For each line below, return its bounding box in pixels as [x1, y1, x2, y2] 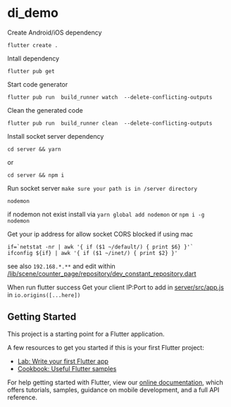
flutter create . [7, 42, 58, 49]
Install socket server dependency [7, 132, 104, 140]
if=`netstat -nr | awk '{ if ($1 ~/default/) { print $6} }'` [7, 243, 194, 251]
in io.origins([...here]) [7, 290, 81, 299]
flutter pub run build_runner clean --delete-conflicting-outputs [7, 120, 213, 127]
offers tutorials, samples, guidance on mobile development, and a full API [7, 385, 220, 394]
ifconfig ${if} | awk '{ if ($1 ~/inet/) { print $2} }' [7, 249, 178, 256]
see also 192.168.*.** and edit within [7, 262, 116, 270]
